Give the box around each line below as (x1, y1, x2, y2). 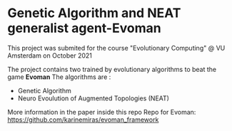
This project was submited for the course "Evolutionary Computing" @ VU (7, 43, 226, 52)
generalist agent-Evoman (7, 20, 162, 36)
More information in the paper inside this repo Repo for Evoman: (7, 108, 196, 116)
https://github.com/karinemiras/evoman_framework (7, 115, 159, 124)
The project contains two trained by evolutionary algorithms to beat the (7, 65, 216, 73)
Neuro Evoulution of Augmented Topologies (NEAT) (17, 94, 170, 103)
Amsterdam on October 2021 (7, 51, 93, 60)
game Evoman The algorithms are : (7, 73, 111, 81)
